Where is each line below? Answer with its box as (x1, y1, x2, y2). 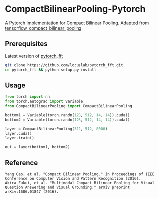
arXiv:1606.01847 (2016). (5, 189, 59, 194)
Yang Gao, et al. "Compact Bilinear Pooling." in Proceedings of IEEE (5, 172, 155, 177)
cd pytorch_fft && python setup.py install (5, 67, 97, 72)
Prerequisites (5, 40, 48, 48)
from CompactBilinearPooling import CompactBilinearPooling (5, 104, 133, 109)
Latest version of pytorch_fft (5, 53, 63, 59)
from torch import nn (5, 94, 50, 99)
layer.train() (5, 136, 35, 141)
